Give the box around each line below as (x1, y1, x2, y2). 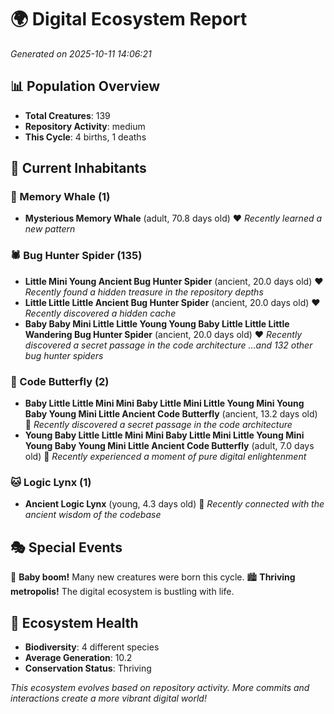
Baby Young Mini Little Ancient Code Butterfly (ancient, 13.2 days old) (24, 408, 318, 420)
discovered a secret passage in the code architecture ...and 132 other (24, 339, 313, 351)
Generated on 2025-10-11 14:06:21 (10, 47, 152, 60)
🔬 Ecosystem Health (10, 614, 139, 631)
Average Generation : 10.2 (24, 651, 133, 663)
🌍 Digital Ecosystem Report (10, 8, 248, 31)
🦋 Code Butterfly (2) (10, 374, 110, 388)
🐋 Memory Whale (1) (10, 190, 111, 204)
